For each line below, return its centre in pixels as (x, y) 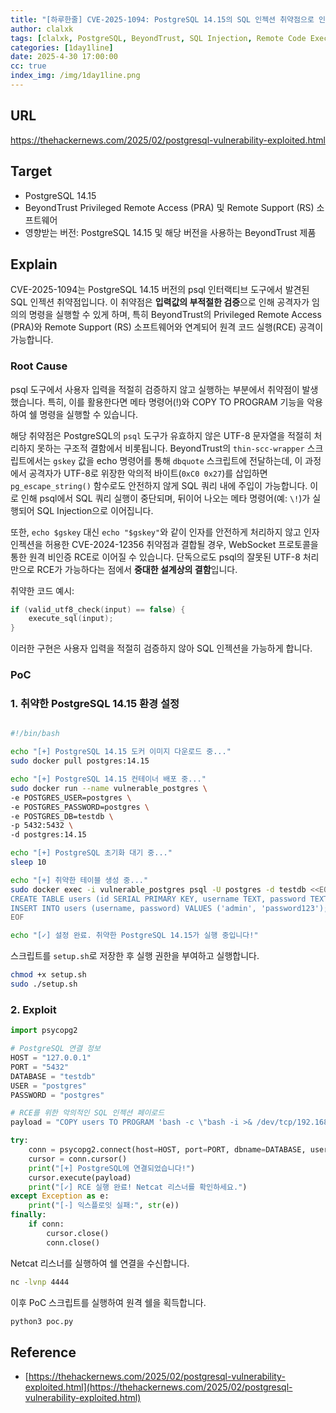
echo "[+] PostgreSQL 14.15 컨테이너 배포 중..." (108, 779)
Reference (43, 1352)
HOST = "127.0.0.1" (51, 1058)
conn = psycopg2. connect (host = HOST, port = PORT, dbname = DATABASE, (167, 1150)
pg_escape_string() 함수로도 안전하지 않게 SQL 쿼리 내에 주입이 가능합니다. (159, 485)
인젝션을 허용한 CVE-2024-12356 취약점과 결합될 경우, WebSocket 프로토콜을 (164, 544)
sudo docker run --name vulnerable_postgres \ (109, 788)
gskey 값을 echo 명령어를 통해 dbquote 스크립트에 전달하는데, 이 (178, 460)
